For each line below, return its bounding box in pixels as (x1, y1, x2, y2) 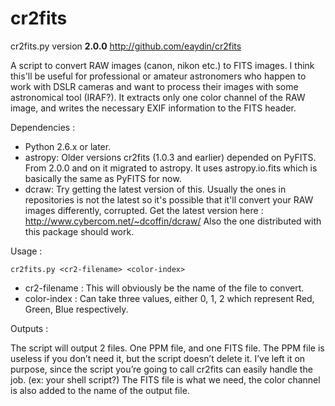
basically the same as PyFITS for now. (24, 172, 182, 184)
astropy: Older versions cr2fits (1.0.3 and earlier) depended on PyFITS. (24, 151, 317, 163)
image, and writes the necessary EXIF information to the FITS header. (10, 102, 297, 114)
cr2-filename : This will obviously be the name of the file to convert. (24, 282, 305, 294)
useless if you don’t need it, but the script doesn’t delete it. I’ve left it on (10, 352, 306, 364)
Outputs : (10, 322, 49, 334)
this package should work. (24, 225, 135, 237)
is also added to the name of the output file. (10, 384, 190, 396)
